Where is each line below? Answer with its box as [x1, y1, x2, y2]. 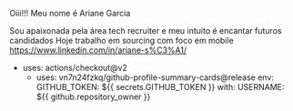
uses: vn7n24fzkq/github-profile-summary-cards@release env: [35, 72, 275, 83]
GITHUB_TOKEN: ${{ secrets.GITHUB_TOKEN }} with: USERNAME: [35, 82, 285, 92]
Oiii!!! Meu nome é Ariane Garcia [9, 8, 131, 18]
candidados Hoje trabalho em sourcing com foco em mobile [9, 35, 234, 45]
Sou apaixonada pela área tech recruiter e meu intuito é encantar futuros [9, 25, 282, 35]
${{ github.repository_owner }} [35, 91, 151, 102]
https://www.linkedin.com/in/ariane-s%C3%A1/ [9, 45, 187, 55]
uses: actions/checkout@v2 [22, 63, 127, 73]
